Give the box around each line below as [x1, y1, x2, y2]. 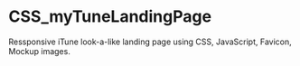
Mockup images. [8, 45, 71, 56]
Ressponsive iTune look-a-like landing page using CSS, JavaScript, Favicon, [8, 36, 293, 47]
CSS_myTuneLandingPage [8, 6, 212, 27]
